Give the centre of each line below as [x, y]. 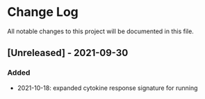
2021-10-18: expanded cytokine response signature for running [107, 88]
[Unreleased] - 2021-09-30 [68, 53]
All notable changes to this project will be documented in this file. [101, 31]
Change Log [43, 12]
